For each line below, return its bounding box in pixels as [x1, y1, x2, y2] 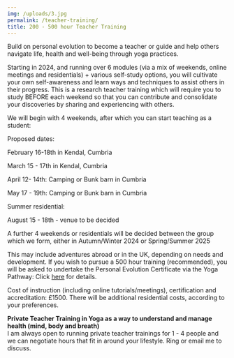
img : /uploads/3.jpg [7, 10, 68, 17]
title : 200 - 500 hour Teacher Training [7, 23, 127, 30]
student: [7, 121, 31, 130]
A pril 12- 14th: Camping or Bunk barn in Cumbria [7, 175, 147, 184]
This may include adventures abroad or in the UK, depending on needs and [7, 251, 224, 259]
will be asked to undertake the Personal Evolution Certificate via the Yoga [7, 265, 219, 274]
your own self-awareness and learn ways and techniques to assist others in [7, 78, 225, 87]
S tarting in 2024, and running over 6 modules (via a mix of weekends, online [7, 64, 227, 72]
